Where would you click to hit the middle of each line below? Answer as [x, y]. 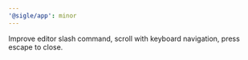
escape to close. [36, 47]
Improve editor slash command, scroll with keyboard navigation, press [124, 38]
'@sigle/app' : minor [43, 16]
